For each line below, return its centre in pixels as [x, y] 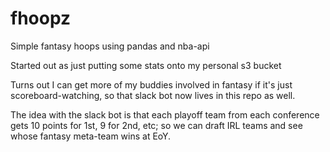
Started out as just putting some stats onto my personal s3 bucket [146, 65]
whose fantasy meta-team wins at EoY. [91, 136]
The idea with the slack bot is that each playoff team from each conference [165, 114]
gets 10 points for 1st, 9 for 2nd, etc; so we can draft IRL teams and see [156, 125]
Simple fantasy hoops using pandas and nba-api [110, 46]
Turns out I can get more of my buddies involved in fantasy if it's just [151, 84]
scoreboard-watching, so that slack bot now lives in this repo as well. [153, 95]
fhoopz [41, 18]
